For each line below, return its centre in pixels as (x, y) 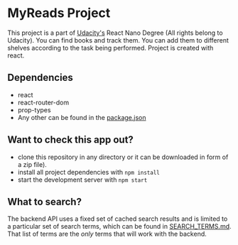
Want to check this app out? (70, 140)
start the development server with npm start (82, 180)
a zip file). (32, 164)
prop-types (34, 110)
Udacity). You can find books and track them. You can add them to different (118, 40)
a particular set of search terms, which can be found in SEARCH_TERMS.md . (120, 227)
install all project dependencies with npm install (88, 172)
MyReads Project (59, 13)
